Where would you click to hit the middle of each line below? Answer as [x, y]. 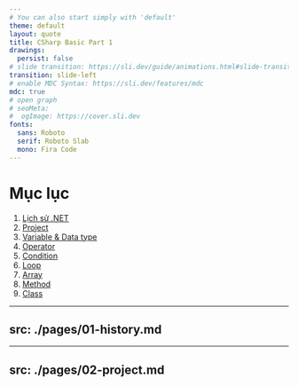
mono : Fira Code [47, 149]
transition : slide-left [53, 75]
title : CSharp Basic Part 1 [61, 42]
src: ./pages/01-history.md [86, 329]
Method [36, 284]
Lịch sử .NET [45, 217]
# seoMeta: [29, 108]
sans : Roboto [41, 133]
